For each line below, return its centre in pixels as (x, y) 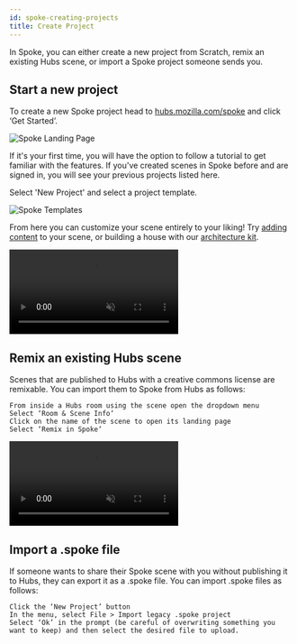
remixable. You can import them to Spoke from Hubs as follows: (127, 390)
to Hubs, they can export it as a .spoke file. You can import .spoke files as (145, 580)
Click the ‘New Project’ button (70, 607)
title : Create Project (52, 26)
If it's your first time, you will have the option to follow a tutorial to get (138, 156)
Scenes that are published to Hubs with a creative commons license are (143, 380)
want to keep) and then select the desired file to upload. (125, 630)
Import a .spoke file (65, 550)
